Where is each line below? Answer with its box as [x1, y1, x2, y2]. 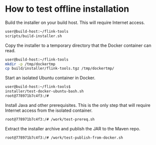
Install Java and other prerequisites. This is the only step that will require [5, 102, 151, 108]
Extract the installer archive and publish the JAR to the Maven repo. [5, 125, 140, 131]
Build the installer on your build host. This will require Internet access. [5, 20, 145, 25]
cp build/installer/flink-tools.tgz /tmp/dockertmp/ [5, 66, 115, 71]
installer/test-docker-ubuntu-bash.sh [5, 89, 84, 94]
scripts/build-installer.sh [5, 33, 62, 39]
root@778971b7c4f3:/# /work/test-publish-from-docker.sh [5, 135, 123, 140]
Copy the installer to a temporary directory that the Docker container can [5, 42, 152, 48]
